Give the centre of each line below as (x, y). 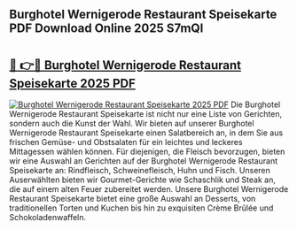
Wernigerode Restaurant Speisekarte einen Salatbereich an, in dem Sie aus (146, 133)
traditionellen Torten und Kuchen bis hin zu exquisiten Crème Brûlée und (141, 208)
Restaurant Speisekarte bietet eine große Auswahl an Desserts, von (133, 199)
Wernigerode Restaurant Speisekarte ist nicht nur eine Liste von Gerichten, (146, 114)
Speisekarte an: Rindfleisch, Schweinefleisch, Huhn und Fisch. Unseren (140, 170)
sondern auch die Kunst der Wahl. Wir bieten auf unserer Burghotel (132, 123)
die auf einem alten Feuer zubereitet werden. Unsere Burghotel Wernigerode (149, 189)
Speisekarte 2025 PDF (72, 83)
